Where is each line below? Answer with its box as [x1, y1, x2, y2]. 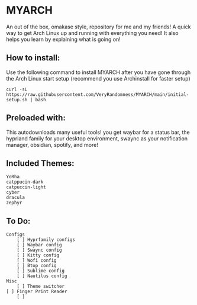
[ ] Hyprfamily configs [17, 237, 76, 243]
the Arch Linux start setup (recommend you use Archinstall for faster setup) [6, 75, 190, 82]
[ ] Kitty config [17, 252, 60, 258]
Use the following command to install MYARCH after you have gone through [6, 69, 191, 76]
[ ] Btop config [17, 263, 57, 269]
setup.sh [6, 97, 28, 102]
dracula [6, 195, 25, 201]
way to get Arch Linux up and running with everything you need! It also [6, 29, 179, 36]
